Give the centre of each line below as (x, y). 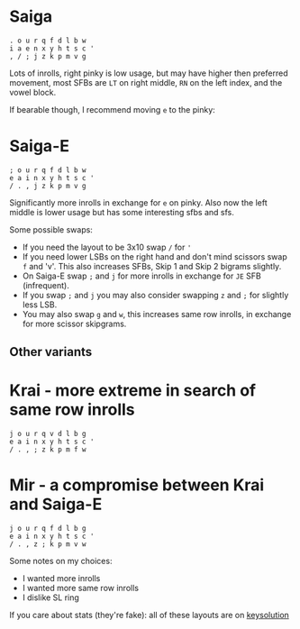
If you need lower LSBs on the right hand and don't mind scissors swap (155, 256)
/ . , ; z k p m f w (48, 450)
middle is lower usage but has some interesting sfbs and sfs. (122, 212)
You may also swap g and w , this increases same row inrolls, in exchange (157, 314)
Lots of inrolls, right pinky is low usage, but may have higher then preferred (149, 73)
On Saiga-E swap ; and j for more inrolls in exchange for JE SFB (141, 276)
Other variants (51, 352)
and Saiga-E (56, 504)
